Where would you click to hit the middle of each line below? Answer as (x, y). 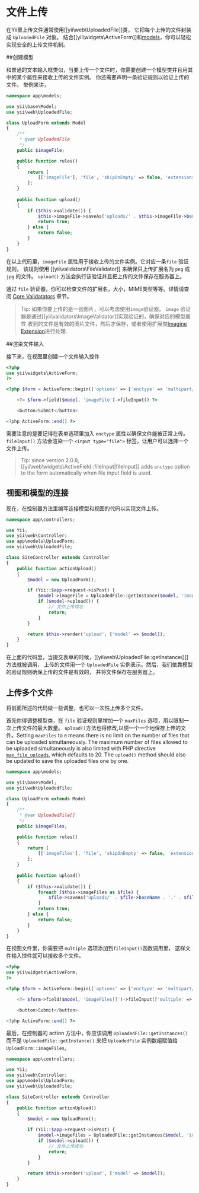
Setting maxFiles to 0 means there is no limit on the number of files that (103, 735)
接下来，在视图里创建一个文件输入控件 (53, 356)
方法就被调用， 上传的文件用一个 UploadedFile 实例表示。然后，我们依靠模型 (99, 664)
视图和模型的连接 (37, 493)
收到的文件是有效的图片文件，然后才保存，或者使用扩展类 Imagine (107, 323)
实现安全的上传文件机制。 (37, 44)
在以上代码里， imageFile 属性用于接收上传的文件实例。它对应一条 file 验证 (97, 261)
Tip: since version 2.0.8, (50, 460)
